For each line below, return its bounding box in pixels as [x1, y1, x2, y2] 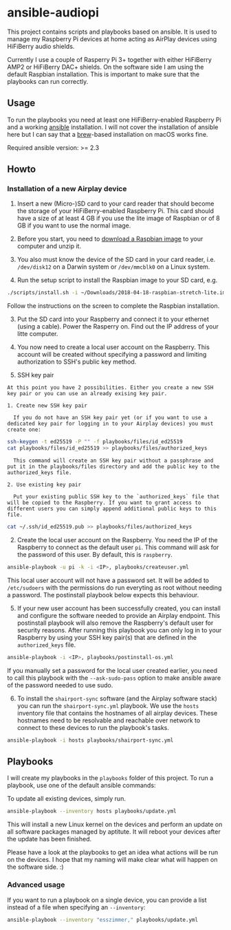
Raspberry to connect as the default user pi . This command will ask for [16, 543, 219, 551]
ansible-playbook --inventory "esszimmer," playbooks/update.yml [7, 916, 198, 923]
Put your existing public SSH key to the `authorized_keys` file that [13, 494, 220, 500]
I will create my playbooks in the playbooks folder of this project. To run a [7, 774, 214, 782]
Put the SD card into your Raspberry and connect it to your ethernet [16, 315, 210, 324]
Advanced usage [7, 880, 65, 889]
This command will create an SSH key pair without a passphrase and [13, 457, 214, 465]
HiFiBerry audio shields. [7, 42, 75, 50]
